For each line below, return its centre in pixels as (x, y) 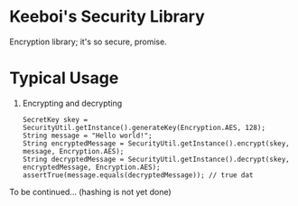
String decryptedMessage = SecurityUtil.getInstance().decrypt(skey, (156, 159)
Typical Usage (64, 78)
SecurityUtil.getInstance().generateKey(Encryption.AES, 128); (144, 127)
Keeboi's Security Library (107, 17)
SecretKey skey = (55, 119)
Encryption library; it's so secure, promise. (88, 42)
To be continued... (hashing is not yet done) (90, 192)
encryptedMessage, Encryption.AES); (91, 167)
